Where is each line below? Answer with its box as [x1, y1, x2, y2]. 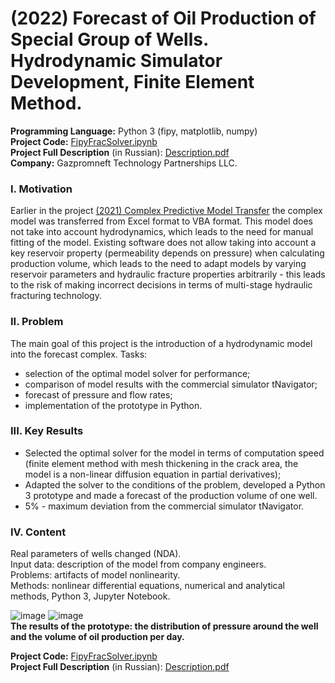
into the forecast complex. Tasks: [10, 348, 148, 360]
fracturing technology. [10, 290, 102, 302]
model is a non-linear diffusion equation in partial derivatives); [24, 468, 282, 480]
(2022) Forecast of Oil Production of [10, 7, 317, 30]
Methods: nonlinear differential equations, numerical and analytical [10, 580, 286, 592]
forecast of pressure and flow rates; [24, 388, 173, 401]
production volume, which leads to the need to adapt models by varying [10, 258, 307, 270]
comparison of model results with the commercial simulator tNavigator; [24, 378, 318, 390]
